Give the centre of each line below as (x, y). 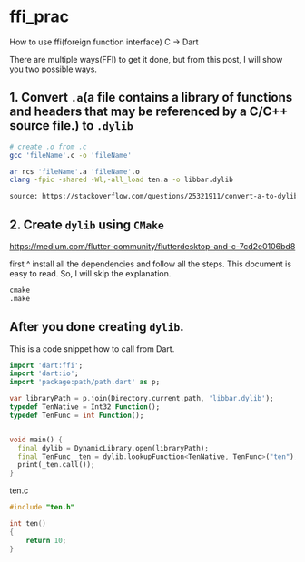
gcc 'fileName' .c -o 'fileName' (70, 155)
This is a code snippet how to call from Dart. (92, 349)
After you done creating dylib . (97, 327)
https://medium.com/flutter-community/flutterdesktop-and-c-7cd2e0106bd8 (152, 246)
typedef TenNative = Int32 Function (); (85, 407)
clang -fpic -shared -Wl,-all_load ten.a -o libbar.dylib (121, 180)
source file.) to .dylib (71, 126)
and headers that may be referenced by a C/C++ (149, 112)
